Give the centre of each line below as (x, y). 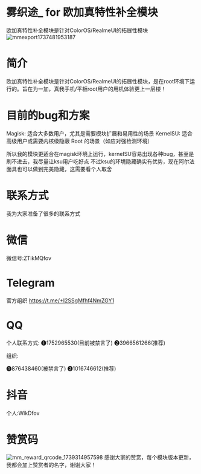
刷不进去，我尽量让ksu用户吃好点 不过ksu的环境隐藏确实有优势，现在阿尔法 (101, 161)
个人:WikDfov (23, 413)
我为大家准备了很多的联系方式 (43, 213)
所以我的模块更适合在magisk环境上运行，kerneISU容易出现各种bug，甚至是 (100, 154)
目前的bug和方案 (48, 116)
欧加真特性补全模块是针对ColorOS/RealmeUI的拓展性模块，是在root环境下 (98, 81)
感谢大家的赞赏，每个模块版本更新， (149, 458)
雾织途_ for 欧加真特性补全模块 (82, 12)
